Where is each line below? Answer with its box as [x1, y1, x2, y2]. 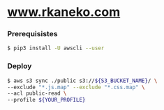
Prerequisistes [7, 29, 58, 39]
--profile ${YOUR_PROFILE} [7, 97, 86, 104]
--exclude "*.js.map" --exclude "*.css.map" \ [7, 84, 145, 91]
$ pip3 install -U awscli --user [7, 45, 105, 52]
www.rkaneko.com [7, 4, 121, 20]
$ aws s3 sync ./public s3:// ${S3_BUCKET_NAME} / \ [7, 77, 158, 84]
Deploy [7, 61, 32, 71]
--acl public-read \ [7, 90, 68, 97]
